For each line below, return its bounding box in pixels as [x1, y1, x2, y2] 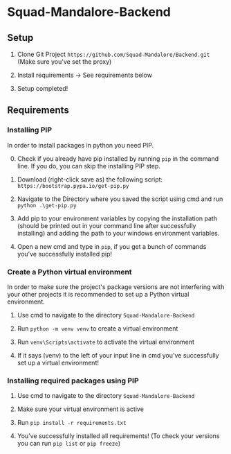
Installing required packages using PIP [7, 376, 140, 385]
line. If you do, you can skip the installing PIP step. [17, 161, 161, 170]
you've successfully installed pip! [17, 250, 113, 258]
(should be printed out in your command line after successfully [17, 221, 196, 229]
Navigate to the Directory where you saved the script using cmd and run [17, 195, 223, 203]
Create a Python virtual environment [7, 267, 133, 277]
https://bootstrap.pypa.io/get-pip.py [17, 182, 129, 189]
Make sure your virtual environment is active [17, 405, 144, 413]
